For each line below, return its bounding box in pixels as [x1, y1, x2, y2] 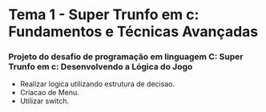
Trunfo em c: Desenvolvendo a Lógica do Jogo [8, 62, 193, 73]
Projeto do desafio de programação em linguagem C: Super [8, 51, 244, 62]
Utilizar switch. [19, 96, 70, 106]
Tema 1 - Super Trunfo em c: [8, 6, 199, 24]
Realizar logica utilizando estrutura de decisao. [19, 79, 175, 89]
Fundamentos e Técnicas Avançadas [8, 22, 259, 41]
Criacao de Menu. [19, 88, 80, 98]
